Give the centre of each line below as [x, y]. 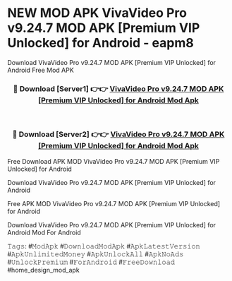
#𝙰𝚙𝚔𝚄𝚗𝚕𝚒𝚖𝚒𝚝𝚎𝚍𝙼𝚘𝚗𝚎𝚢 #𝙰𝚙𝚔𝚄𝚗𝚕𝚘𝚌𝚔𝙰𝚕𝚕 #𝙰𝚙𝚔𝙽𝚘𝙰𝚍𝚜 [96, 254]
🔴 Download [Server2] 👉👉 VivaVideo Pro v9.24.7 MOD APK [118, 134]
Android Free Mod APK [41, 70]
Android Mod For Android [44, 232]
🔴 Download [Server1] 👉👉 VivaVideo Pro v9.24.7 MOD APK [118, 88]
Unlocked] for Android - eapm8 [100, 43]
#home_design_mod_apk [43, 270]
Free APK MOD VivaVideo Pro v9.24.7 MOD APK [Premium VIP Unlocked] [114, 203]
